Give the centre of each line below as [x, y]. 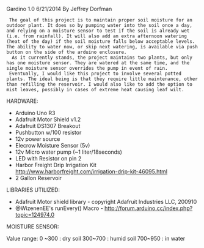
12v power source [38, 139]
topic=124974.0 [35, 215]
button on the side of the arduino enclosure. [67, 52]
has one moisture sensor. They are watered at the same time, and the [98, 63]
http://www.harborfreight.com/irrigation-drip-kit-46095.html [91, 171]
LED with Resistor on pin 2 [48, 158]
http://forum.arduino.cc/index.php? [149, 208]
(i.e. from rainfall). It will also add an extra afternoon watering [97, 36]
